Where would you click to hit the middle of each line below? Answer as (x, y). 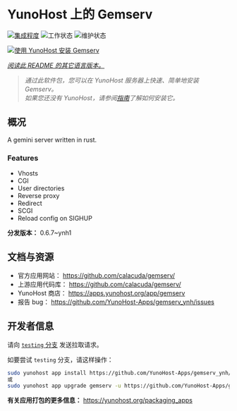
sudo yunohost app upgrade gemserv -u (64, 386)
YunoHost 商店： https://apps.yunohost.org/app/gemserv (101, 293)
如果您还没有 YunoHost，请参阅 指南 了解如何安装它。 (102, 98)
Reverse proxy (38, 196)
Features (23, 158)
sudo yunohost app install (47, 373)
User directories (41, 188)
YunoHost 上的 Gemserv (80, 14)
